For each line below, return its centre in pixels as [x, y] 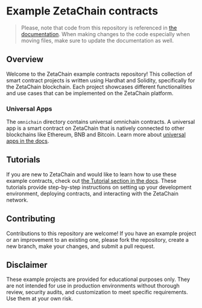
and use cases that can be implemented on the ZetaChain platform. [90, 93]
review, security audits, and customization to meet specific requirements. [97, 292]
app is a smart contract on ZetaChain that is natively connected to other [96, 128]
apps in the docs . [28, 141]
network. [17, 200]
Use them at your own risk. [40, 298]
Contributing [31, 219]
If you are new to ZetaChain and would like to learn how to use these [91, 174]
